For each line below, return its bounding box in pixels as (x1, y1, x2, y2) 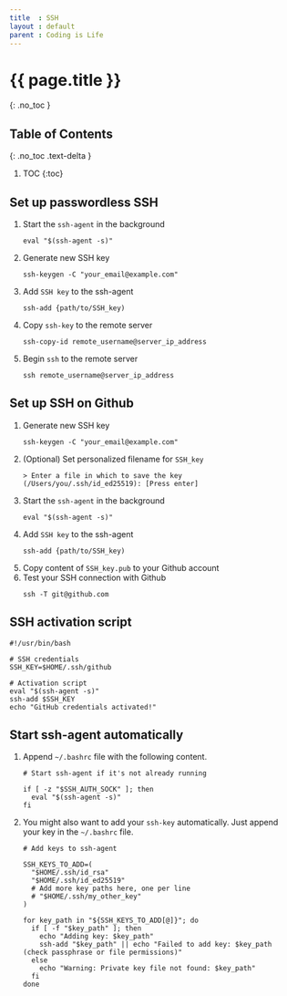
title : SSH (9, 13, 59, 23)
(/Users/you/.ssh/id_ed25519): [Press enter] (22, 479, 199, 488)
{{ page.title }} (9, 69, 122, 90)
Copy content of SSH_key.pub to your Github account (22, 562, 220, 573)
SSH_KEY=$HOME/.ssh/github (9, 662, 112, 671)
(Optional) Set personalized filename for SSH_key (22, 453, 204, 464)
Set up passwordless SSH (9, 194, 159, 210)
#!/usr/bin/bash (9, 638, 71, 648)
